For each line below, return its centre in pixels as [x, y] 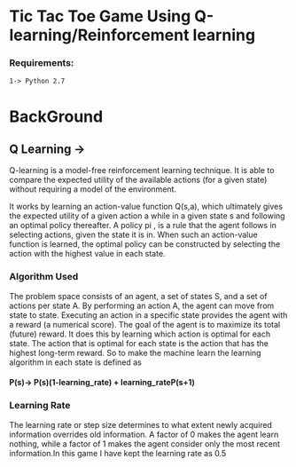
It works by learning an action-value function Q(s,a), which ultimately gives [146, 207]
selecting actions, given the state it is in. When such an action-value [134, 235]
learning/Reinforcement [99, 35]
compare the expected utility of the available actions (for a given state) [138, 180]
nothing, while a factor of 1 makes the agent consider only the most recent [145, 443]
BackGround [56, 116]
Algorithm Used [44, 277]
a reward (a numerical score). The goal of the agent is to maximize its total [145, 324]
